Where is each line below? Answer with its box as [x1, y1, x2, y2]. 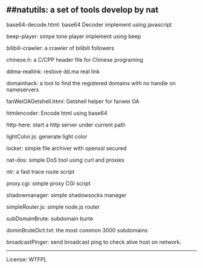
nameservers [6, 86, 39, 93]
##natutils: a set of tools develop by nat [6, 5, 159, 15]
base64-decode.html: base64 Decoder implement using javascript [6, 21, 172, 28]
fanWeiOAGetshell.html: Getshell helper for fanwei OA [6, 97, 140, 105]
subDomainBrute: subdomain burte [6, 215, 94, 222]
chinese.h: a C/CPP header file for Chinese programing [6, 56, 143, 63]
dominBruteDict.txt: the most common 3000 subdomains [6, 226, 148, 234]
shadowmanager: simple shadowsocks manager [6, 191, 127, 198]
